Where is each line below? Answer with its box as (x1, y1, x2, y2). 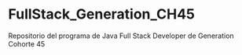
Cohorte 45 (8, 39, 46, 48)
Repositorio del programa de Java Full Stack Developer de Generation (8, 31, 234, 40)
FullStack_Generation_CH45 (8, 5, 195, 23)
